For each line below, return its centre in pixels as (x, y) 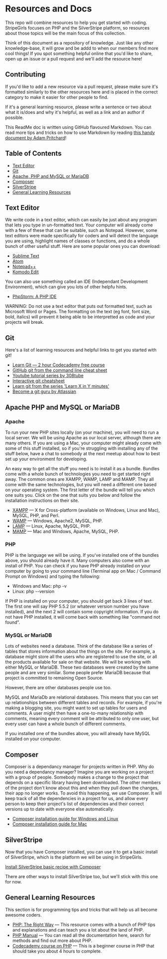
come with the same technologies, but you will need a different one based (81, 484)
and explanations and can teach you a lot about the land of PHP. (78, 930)
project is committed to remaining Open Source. (54, 678)
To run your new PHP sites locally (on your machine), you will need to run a (82, 432)
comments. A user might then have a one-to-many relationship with (74, 713)
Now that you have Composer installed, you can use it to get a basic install (82, 852)
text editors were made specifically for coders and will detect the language (82, 236)
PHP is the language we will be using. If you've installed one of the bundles (82, 555)
